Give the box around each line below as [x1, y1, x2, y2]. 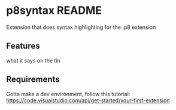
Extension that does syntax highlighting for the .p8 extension [6, 23, 156, 31]
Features [6, 41, 40, 51]
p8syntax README [6, 4, 102, 17]
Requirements [6, 75, 60, 85]
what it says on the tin [6, 57, 61, 64]
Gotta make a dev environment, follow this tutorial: [6, 90, 131, 97]
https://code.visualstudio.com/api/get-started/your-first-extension [6, 97, 170, 104]
